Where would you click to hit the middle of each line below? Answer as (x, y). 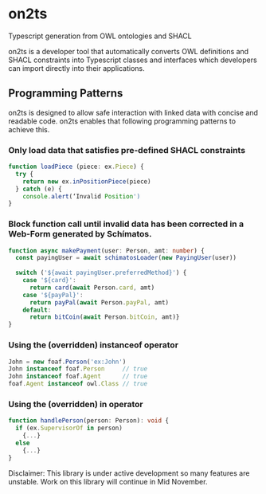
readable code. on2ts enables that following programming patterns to (122, 121)
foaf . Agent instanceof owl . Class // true (78, 384)
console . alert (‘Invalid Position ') (82, 196)
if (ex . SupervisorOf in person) (69, 428)
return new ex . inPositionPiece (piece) (87, 181)
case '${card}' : (50, 280)
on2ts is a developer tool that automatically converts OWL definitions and (129, 51)
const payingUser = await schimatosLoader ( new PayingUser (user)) (126, 258)
